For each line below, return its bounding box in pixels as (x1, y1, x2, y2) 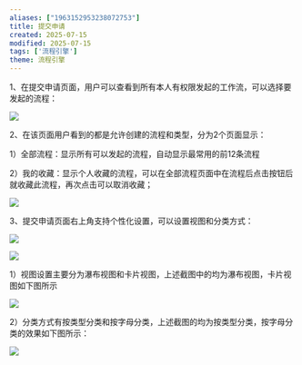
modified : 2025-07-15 (9, 38, 92, 48)
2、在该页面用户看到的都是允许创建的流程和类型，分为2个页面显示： (9, 129, 267, 140)
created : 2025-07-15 (9, 30, 88, 39)
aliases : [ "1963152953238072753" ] (9, 13, 141, 23)
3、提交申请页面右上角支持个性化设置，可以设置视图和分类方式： (9, 215, 254, 226)
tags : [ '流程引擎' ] (9, 47, 78, 56)
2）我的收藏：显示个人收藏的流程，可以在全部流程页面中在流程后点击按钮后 (9, 168, 294, 178)
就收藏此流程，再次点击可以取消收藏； (9, 179, 153, 190)
